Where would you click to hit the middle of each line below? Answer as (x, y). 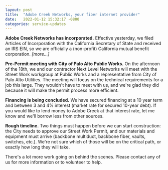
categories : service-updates (36, 24)
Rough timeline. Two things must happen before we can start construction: (83, 126)
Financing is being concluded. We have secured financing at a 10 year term (84, 100)
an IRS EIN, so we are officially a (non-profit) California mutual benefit (77, 49)
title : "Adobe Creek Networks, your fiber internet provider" (73, 15)
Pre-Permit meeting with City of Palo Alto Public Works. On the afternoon (82, 64)
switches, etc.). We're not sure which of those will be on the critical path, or (83, 142)
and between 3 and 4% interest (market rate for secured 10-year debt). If (81, 105)
